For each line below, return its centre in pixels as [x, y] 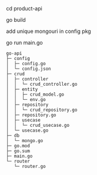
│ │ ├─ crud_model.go [35, 95]
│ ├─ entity [22, 89]
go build [16, 20]
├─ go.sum [18, 151]
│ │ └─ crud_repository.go [42, 110]
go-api [14, 53]
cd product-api [24, 9]
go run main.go [24, 43]
